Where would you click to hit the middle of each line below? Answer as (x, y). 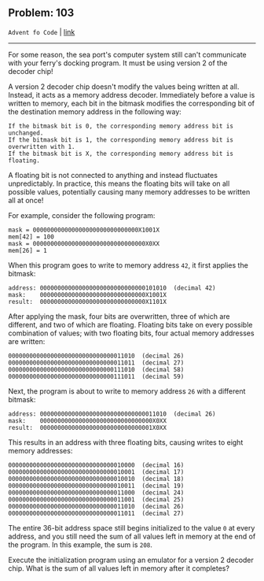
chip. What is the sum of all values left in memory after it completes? (119, 568)
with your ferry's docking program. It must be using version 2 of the (118, 63)
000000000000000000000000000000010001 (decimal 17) (96, 472)
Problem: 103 (41, 13)
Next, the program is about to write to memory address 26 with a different (127, 391)
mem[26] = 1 (27, 250)
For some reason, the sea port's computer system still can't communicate (127, 54)
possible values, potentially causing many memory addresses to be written (129, 191)
